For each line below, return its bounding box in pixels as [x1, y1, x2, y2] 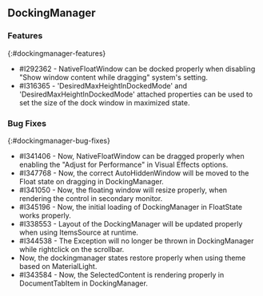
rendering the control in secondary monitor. [18, 193, 163, 203]
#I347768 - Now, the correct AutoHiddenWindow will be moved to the [18, 168, 249, 178]
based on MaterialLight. [18, 261, 98, 270]
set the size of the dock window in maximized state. [18, 97, 190, 107]
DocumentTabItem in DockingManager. [18, 278, 149, 288]
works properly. [18, 211, 71, 220]
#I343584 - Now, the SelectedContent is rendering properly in [18, 270, 225, 279]
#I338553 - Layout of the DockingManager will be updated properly [18, 219, 243, 228]
